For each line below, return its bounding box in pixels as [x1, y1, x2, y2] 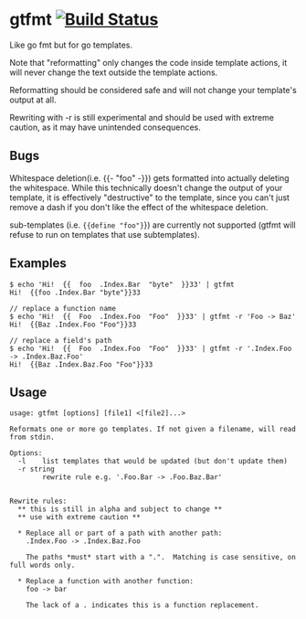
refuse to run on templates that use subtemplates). [9, 229, 200, 240]
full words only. [9, 560, 76, 571]
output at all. [9, 94, 57, 105]
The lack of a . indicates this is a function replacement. [26, 601, 259, 610]
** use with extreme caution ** [17, 513, 142, 522]
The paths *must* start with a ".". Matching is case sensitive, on [26, 553, 297, 562]
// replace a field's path [9, 336, 112, 345]
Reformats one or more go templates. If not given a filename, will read [9, 425, 297, 434]
